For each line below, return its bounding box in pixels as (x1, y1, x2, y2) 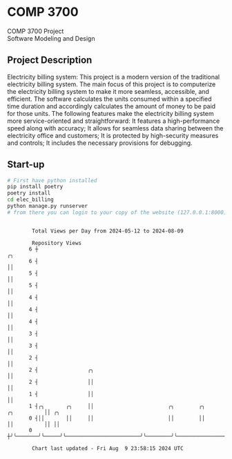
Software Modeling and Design (7, 34, 95, 42)
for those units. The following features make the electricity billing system (7, 109, 214, 117)
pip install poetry (7, 184, 64, 191)
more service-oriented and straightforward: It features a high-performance (7, 117, 220, 125)
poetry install (7, 190, 51, 197)
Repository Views (32, 240, 81, 246)
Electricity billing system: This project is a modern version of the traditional (7, 72, 220, 81)
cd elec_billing (7, 196, 54, 204)
